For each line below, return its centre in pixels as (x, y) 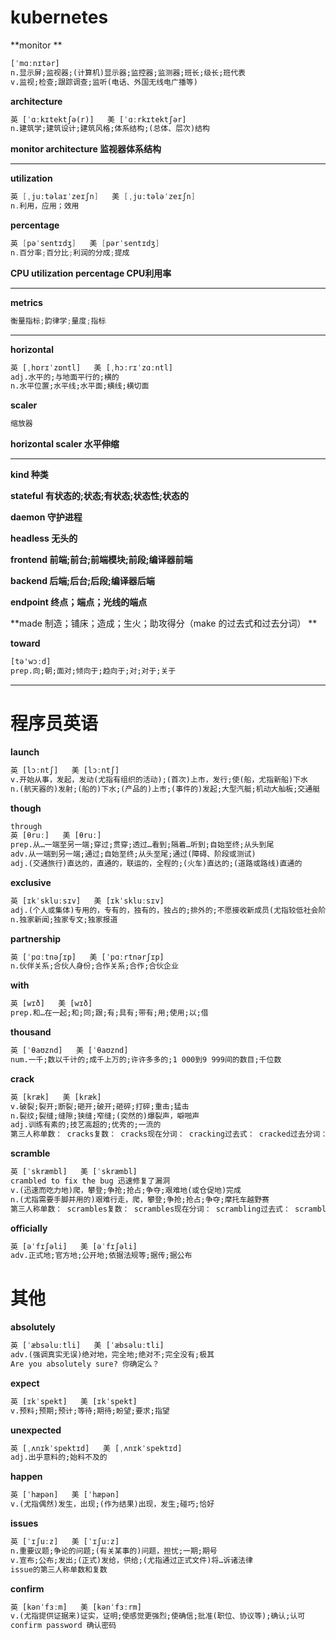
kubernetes (59, 17)
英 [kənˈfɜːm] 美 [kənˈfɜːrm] (76, 1607)
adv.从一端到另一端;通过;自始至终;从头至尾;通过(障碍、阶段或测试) (133, 854)
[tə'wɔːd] (31, 662)
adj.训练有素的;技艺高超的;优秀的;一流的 (86, 1125)
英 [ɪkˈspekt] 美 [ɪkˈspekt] (74, 1401)
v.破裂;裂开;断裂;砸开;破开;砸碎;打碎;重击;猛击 (100, 1106)
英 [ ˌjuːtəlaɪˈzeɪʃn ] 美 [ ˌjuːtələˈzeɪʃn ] (103, 197)
